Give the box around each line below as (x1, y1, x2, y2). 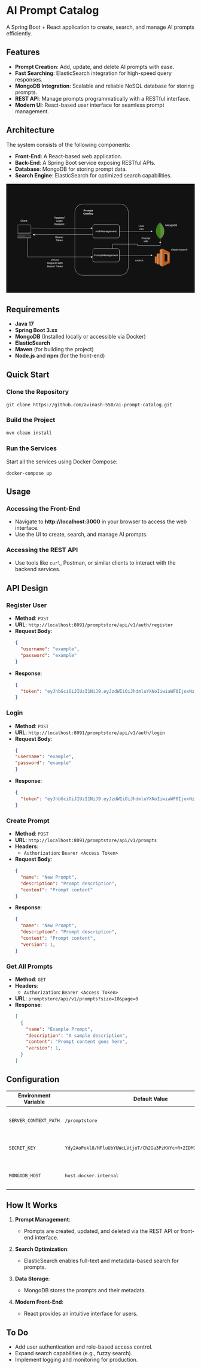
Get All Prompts (6, 962, 53, 970)
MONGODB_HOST (8, 1172, 41, 1178)
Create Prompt (6, 816, 50, 825)
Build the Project (6, 415, 56, 424)
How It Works (6, 1200, 58, 1210)
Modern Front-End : (14, 1298, 64, 1305)
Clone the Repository (6, 387, 69, 396)
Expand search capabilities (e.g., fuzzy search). (14, 1350, 133, 1357)
